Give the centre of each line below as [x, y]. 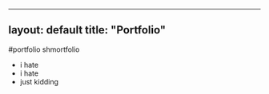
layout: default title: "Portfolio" [87, 30]
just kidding [39, 81]
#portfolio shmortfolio [44, 49]
